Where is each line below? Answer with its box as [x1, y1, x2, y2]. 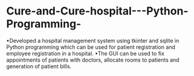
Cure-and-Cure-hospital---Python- [6, 4, 189, 18]
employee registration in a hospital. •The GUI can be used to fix [6, 49, 165, 57]
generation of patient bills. [6, 62, 72, 70]
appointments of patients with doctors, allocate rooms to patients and [6, 56, 179, 63]
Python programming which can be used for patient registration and [6, 43, 175, 51]
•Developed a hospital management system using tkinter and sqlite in [6, 37, 179, 44]
